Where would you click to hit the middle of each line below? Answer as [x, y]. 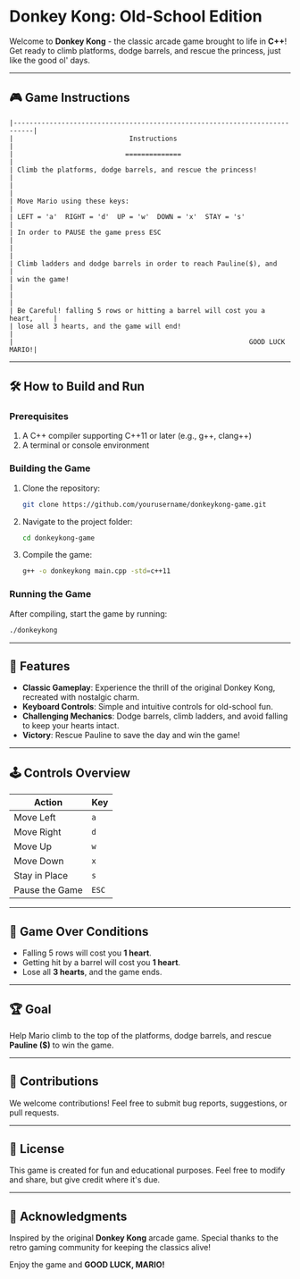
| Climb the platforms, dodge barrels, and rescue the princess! [133, 170]
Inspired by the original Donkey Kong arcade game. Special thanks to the [144, 1238]
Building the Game [50, 468]
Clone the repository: [61, 488]
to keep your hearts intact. [71, 726]
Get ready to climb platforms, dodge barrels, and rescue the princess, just [145, 50]
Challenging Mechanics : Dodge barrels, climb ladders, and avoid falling [155, 716]
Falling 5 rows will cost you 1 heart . [87, 953]
